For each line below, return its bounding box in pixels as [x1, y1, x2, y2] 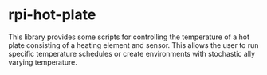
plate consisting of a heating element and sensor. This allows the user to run [8, 40, 259, 49]
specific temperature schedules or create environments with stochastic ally [8, 49, 256, 58]
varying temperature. [8, 57, 78, 67]
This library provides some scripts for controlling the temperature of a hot [8, 32, 249, 41]
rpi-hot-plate [8, 6, 96, 24]
